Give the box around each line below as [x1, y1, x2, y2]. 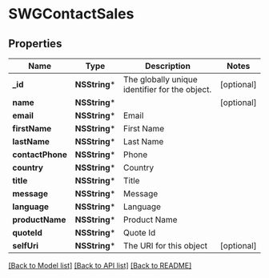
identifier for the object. [122, 84, 212, 95]
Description [145, 61, 191, 71]
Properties [8, 37, 62, 50]
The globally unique [122, 74, 198, 85]
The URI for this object [122, 240, 208, 251]
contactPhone [12, 149, 68, 160]
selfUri [12, 240, 38, 251]
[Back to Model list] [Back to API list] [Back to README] [8, 261, 192, 270]
